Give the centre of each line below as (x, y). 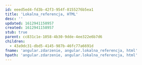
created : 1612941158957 (30, 28)
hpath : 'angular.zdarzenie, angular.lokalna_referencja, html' (71, 55)
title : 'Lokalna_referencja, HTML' (42, 14)
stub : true (16, 32)
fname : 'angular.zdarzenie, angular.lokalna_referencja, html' (71, 50)
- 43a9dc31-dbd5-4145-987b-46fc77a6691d (52, 46)
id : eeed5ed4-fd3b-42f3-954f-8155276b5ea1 (49, 10)
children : (15, 42)
